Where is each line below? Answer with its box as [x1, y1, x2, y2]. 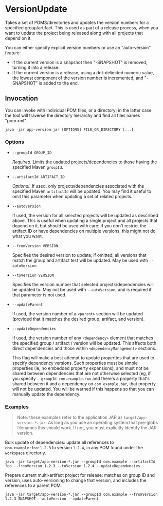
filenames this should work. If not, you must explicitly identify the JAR [17, 425, 157, 431]
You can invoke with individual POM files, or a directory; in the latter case [5, 107, 152, 113]
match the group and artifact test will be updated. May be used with [12, 258, 148, 264]
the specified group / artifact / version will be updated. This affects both [12, 340, 157, 346]
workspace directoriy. [5, 450, 46, 456]
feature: [5, 50, 21, 56]
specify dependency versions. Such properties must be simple [12, 360, 138, 366]
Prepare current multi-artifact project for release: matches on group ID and [5, 472, 155, 478]
